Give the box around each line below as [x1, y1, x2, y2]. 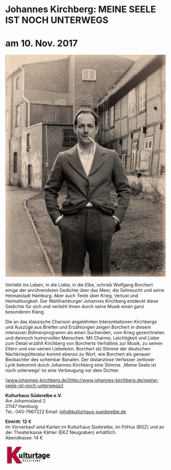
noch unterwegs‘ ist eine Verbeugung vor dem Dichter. [5, 367, 120, 373]
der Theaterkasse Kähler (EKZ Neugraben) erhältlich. [5, 429, 117, 435]
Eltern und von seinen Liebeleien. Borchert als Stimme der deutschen [5, 346, 151, 352]
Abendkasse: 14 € [5, 435, 43, 441]
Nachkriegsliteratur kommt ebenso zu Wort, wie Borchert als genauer [5, 351, 151, 357]
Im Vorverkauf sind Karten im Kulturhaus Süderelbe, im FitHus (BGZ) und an [5, 424, 164, 430]
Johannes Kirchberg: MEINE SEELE [5, 4, 156, 15]
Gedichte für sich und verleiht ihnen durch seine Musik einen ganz [5, 304, 145, 310]
